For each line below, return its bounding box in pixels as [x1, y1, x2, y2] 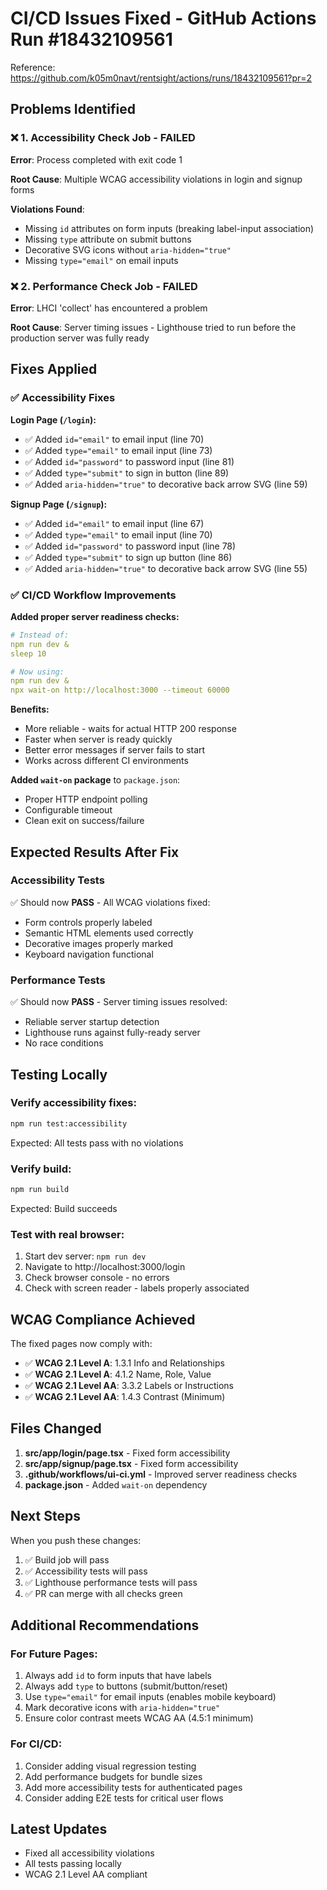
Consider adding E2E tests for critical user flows [24, 1792, 224, 1804]
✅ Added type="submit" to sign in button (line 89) [24, 467, 230, 479]
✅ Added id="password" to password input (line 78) [24, 540, 237, 552]
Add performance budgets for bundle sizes [24, 1770, 203, 1782]
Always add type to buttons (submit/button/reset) [24, 1680, 228, 1692]
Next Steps [10, 1508, 81, 1525]
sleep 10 [10, 648, 47, 659]
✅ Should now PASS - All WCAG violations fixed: [10, 896, 211, 908]
